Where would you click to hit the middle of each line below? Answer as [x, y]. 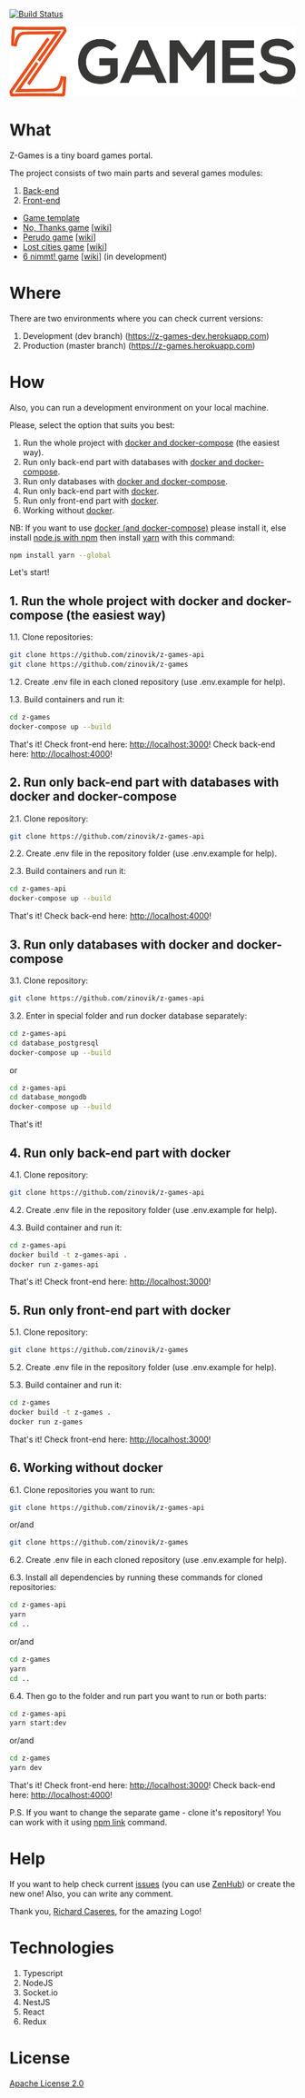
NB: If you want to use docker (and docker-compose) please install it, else [148, 528]
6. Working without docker [86, 1468]
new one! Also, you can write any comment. [92, 1894]
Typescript [43, 1973]
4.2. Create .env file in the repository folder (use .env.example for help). [143, 1209]
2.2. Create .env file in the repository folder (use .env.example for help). [143, 853]
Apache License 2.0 [47, 2083]
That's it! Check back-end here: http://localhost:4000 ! [110, 916]
